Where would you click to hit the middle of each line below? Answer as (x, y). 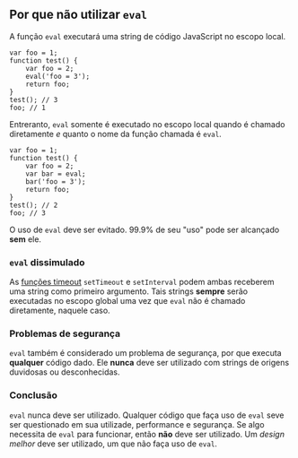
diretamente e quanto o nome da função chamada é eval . (115, 134)
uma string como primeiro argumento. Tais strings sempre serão (129, 291)
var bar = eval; (56, 174)
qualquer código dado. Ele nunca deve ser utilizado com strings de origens (149, 363)
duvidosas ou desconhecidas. (65, 372)
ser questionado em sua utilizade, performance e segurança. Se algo (137, 424)
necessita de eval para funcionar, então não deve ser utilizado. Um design (147, 434)
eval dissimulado (47, 262)
